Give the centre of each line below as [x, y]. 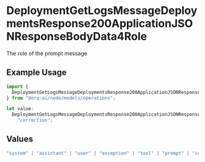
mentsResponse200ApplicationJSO [100, 23]
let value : [20, 109]
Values [20, 139]
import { [17, 86]
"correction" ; [35, 120]
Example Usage [37, 73]
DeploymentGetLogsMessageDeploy [102, 11]
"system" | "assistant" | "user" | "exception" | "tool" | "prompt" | [98, 153]
